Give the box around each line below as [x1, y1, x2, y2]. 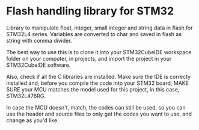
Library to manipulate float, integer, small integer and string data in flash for [6, 24, 194, 31]
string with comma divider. [6, 37, 72, 44]
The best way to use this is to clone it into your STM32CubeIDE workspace [6, 48, 192, 55]
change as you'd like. [6, 116, 59, 124]
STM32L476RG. [6, 92, 46, 99]
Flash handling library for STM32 [6, 4, 174, 18]
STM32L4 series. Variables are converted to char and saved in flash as [6, 30, 182, 37]
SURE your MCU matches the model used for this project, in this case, [6, 85, 180, 93]
